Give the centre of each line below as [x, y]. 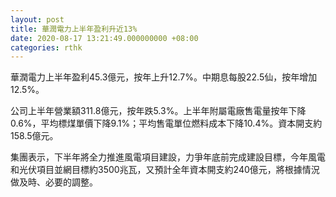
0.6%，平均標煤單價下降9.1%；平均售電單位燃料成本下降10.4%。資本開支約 [166, 123]
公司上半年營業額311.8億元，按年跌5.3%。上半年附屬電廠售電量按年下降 [158, 111]
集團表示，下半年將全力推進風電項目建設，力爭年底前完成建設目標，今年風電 [168, 157]
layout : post [37, 19]
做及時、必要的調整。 [54, 182]
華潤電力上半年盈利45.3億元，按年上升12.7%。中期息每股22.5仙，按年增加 [164, 77]
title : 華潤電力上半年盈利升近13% [74, 29]
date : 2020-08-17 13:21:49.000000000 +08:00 [104, 38]
